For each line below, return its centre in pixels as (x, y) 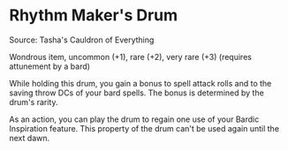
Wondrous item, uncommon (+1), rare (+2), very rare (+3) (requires (130, 56)
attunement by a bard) (50, 66)
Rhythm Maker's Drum (94, 15)
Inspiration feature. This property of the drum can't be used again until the (144, 128)
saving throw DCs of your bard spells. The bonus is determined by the (137, 93)
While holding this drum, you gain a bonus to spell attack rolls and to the (140, 83)
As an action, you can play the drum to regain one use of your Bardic (134, 119)
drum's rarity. (34, 101)
